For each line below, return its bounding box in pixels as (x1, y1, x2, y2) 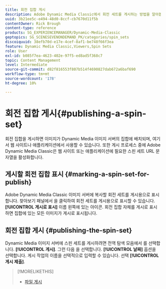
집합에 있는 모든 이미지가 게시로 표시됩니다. (14, 210, 98, 216)
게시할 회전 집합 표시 (5, 170, 64, 178)
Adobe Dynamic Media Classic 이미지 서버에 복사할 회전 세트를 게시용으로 (5, 192, 151, 198)
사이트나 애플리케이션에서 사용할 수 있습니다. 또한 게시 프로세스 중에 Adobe (15, 142, 161, 148)
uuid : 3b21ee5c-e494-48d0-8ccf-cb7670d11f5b (5, 16, 98, 21)
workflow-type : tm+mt (5, 72, 50, 77)
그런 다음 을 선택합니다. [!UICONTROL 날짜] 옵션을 (57, 247, 157, 252)
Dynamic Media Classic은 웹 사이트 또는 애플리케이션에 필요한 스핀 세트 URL (5, 148, 155, 154)
